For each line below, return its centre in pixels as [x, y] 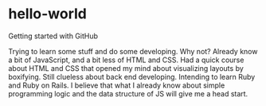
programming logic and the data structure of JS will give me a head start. [128, 93]
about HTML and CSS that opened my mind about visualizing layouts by [126, 68]
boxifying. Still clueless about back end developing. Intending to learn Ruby [132, 77]
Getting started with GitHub [53, 36]
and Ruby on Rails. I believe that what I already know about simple [117, 85]
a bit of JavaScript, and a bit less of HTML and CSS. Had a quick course [126, 60]
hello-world [48, 14]
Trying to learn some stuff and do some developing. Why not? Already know [133, 51]
